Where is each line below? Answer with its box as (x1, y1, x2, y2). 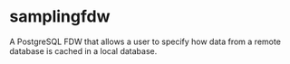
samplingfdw (9, 6, 111, 27)
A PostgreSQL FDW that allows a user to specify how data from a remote (9, 36, 281, 47)
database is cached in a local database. (9, 45, 158, 56)
